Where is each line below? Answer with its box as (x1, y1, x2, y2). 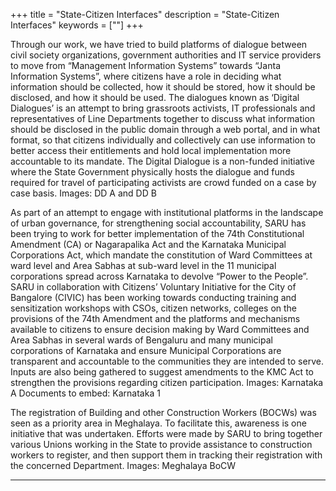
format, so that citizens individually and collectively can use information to (10, 134, 316, 146)
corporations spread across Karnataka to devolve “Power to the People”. (10, 270, 309, 282)
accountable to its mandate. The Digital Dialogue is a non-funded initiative (10, 155, 316, 167)
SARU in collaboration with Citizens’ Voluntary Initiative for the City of (10, 281, 297, 293)
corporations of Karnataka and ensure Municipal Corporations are (10, 345, 282, 356)
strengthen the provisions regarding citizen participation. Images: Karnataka (10, 377, 324, 388)
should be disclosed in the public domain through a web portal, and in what (10, 124, 321, 135)
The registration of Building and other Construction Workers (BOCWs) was (10, 407, 317, 418)
